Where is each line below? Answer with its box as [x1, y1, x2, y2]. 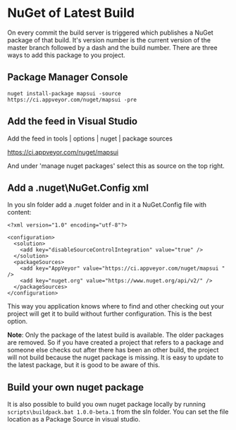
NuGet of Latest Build [7, 5, 135, 21]
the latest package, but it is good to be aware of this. [7, 361, 161, 369]
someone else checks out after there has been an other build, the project [7, 346, 219, 354]
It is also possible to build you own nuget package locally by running [7, 400, 206, 409]
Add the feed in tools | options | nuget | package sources [7, 134, 173, 143]
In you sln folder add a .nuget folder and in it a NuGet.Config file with [7, 201, 206, 209]
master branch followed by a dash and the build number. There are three [7, 43, 218, 52]
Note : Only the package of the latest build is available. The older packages [7, 330, 224, 340]
